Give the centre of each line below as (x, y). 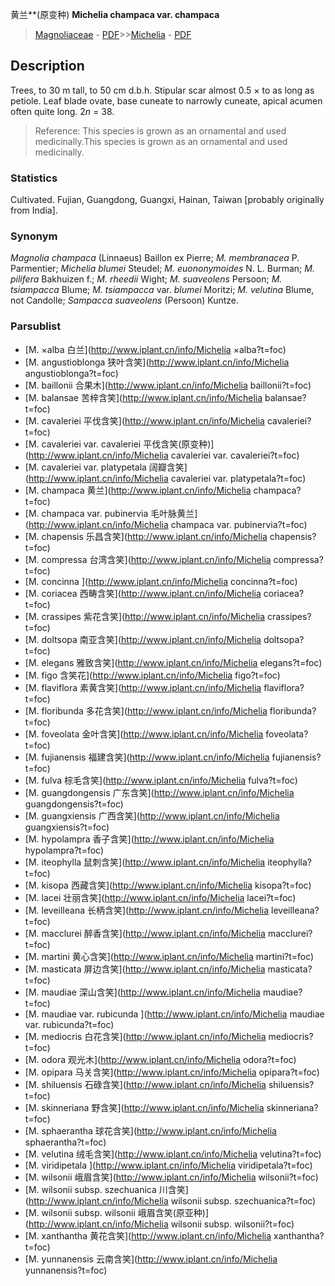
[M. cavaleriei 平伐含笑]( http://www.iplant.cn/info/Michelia (144, 420)
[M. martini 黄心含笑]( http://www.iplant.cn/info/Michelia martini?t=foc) (169, 956)
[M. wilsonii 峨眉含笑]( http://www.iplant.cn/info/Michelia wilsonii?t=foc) (171, 1177)
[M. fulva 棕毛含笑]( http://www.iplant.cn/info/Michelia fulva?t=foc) (161, 780)
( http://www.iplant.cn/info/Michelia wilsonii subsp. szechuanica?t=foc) (170, 1200)
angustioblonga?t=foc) (71, 373)
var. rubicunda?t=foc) (69, 1024)
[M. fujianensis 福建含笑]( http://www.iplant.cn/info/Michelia (147, 757)
